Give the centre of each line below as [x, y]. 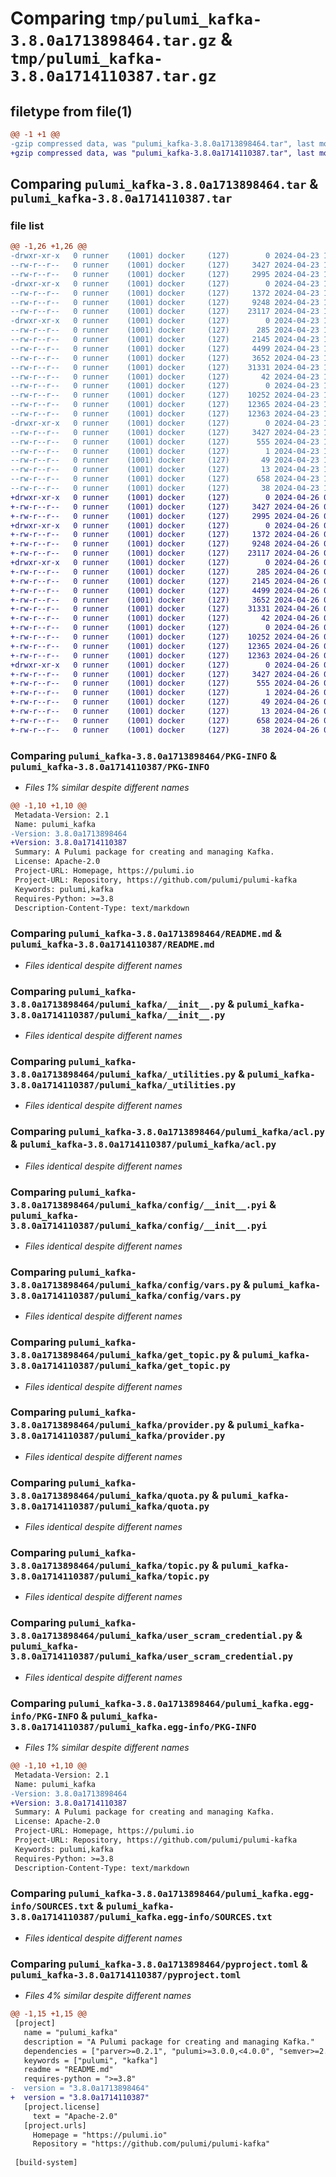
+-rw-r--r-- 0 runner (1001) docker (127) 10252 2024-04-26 [165, 637]
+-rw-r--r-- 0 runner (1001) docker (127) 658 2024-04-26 [165, 720]
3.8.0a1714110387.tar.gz [113, 76]
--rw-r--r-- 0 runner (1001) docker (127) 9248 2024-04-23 [165, 302]
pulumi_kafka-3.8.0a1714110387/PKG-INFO [110, 766]
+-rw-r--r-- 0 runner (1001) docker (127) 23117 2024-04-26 [165, 553]
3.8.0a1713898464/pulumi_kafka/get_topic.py [120, 1355]
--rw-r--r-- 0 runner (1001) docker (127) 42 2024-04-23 [165, 377]
